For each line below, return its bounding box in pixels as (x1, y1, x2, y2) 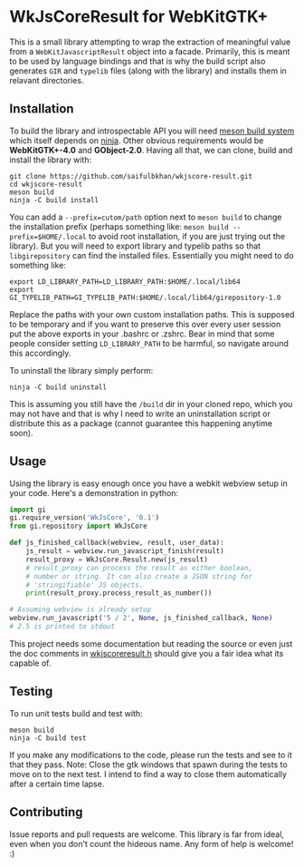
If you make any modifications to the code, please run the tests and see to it (9, 749, 292, 760)
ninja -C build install (9, 195, 100, 205)
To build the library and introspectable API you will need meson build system (9, 125, 295, 136)
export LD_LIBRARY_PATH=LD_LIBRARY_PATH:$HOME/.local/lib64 (9, 277, 242, 287)
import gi (9, 505, 47, 514)
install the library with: (9, 154, 92, 165)
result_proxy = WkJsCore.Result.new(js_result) (25, 555, 208, 564)
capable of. (9, 658, 52, 668)
